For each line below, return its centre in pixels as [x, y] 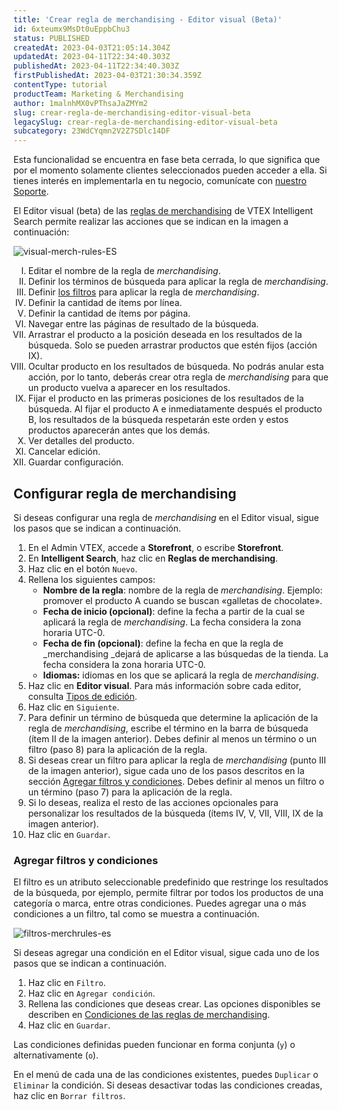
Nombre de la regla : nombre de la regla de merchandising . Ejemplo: [182, 590]
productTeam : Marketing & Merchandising [99, 94]
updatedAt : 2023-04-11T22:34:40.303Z [92, 57]
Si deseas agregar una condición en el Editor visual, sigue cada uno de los [166, 953]
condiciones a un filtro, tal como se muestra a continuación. [136, 914]
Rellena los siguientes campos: [91, 579]
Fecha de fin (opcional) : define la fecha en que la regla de [163, 643]
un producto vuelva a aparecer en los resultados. [129, 388]
